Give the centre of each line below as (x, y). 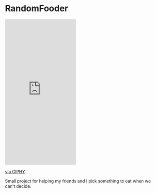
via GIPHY (15, 171)
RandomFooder (37, 8)
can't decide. (18, 186)
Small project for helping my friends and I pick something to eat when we (78, 181)
